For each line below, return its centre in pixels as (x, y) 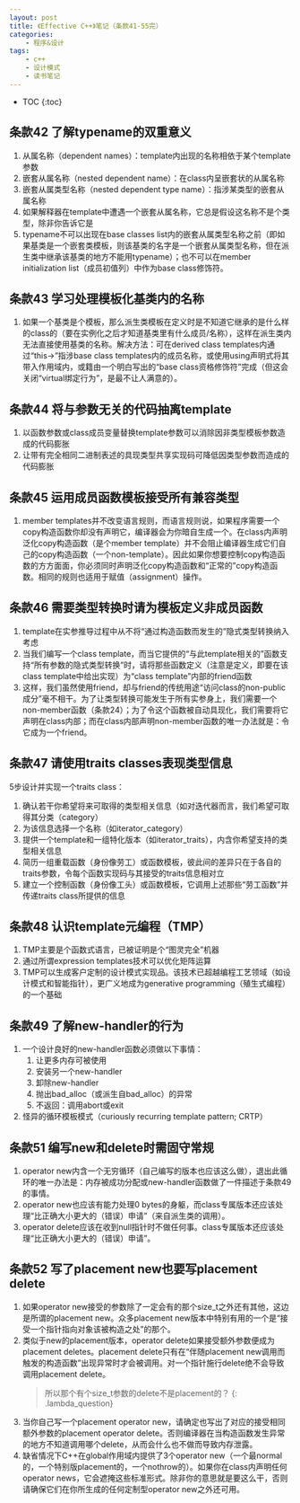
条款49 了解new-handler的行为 (97, 1026)
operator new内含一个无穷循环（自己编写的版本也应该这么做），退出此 (151, 1171)
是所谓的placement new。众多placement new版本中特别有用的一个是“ (151, 1318)
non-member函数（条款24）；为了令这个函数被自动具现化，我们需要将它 (155, 710)
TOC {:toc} (42, 102)
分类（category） (70, 817)
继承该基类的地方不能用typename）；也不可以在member (149, 256)
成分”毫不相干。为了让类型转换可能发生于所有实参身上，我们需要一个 (150, 698)
